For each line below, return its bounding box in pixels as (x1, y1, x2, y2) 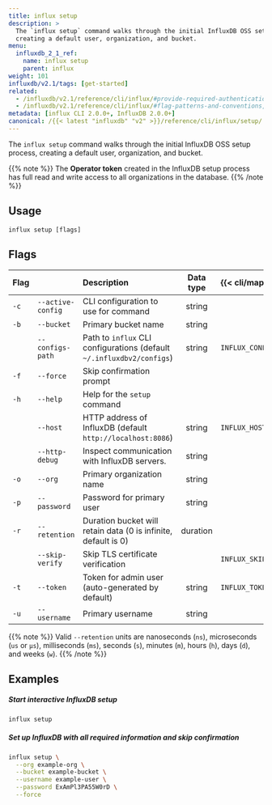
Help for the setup (82, 388, 151, 400)
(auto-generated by (82, 582, 159, 593)
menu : (8, 42, 27, 50)
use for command (82, 305, 150, 316)
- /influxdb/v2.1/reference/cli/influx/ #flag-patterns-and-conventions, (15, 102, 266, 110)
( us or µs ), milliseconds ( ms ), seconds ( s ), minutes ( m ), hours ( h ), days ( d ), (8, 640, 251, 650)
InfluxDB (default (82, 422, 147, 433)
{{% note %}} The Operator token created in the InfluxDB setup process (8, 163, 250, 173)
